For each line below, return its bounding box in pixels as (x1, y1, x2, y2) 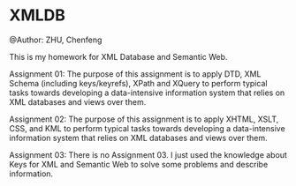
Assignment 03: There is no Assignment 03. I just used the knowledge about (9, 149, 287, 160)
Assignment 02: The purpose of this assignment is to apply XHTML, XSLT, (9, 114, 279, 124)
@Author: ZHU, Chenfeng (9, 34, 102, 45)
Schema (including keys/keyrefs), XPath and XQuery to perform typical (9, 78, 268, 88)
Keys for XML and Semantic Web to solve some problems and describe (9, 159, 269, 169)
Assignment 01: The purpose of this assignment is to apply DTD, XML (9, 68, 262, 79)
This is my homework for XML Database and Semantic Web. (9, 51, 228, 62)
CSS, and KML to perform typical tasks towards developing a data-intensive (9, 123, 285, 133)
